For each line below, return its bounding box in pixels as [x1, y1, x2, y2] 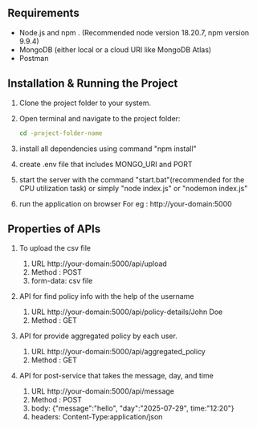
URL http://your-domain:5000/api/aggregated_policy [31, 347, 206, 357]
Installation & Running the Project [7, 76, 178, 91]
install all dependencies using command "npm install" [18, 144, 198, 153]
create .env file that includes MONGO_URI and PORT [18, 159, 194, 169]
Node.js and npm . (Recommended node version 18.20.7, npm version [18, 27, 250, 37]
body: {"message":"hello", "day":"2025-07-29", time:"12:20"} [31, 403, 235, 413]
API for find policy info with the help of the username [18, 292, 194, 301]
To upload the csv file [18, 243, 92, 253]
